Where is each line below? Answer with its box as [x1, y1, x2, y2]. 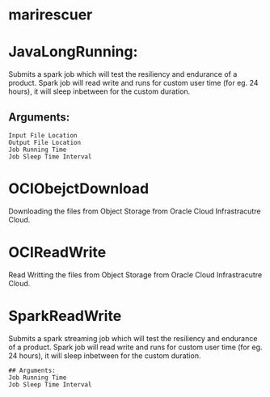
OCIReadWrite [8, 243, 107, 262]
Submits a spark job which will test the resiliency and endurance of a [8, 70, 238, 79]
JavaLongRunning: [8, 43, 138, 61]
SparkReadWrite [8, 307, 122, 325]
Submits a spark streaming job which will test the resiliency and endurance [8, 333, 258, 343]
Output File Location [8, 138, 82, 146]
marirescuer [8, 6, 93, 24]
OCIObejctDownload [8, 179, 150, 198]
